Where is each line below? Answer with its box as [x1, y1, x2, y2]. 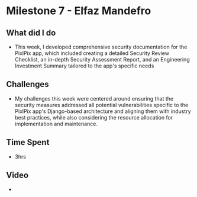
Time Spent [6, 137, 50, 147]
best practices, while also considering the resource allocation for [14, 114, 173, 121]
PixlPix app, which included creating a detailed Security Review [14, 50, 170, 57]
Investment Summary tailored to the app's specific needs [14, 62, 154, 69]
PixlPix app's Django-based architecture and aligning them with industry [14, 108, 191, 115]
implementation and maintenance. [14, 120, 98, 127]
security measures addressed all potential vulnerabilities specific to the [14, 101, 189, 108]
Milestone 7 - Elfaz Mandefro [6, 4, 151, 18]
